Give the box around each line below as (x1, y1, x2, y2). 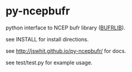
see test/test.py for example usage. (5, 59, 93, 66)
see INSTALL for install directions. (5, 35, 89, 43)
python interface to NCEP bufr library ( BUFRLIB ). (5, 24, 126, 31)
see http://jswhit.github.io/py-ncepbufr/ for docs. (5, 47, 127, 55)
